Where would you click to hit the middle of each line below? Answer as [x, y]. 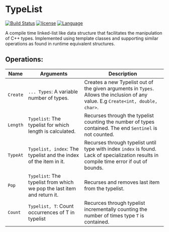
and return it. [44, 195]
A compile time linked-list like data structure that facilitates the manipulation [84, 33]
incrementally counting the [116, 209]
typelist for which [49, 125]
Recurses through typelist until [120, 142]
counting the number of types [119, 122]
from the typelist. [104, 188]
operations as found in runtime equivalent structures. [60, 43]
